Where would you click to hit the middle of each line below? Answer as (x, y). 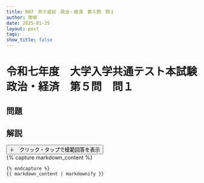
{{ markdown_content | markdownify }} (55, 174)
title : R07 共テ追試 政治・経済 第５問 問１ (61, 12)
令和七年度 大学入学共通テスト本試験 (102, 72)
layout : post (23, 29)
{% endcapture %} (28, 169)
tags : (13, 34)
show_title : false (29, 40)
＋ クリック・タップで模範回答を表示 (55, 150)
